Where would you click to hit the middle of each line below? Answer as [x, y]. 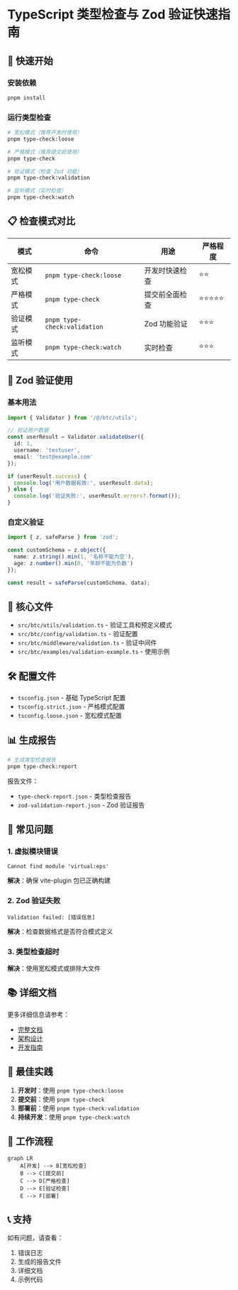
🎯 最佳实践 [30, 1072]
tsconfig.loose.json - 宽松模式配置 [70, 716]
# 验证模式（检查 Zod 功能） [45, 171]
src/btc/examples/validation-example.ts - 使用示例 [93, 652]
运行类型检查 [29, 117]
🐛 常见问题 [30, 830]
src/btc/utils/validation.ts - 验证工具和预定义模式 [95, 625]
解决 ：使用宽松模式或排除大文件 [54, 968]
